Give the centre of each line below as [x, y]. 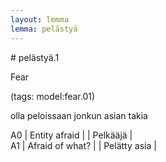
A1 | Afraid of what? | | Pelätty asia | [83, 145]
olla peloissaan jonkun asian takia [79, 115]
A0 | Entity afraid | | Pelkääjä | [71, 135]
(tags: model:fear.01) [53, 96]
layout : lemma [40, 19]
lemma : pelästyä [44, 29]
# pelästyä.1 [35, 57]
